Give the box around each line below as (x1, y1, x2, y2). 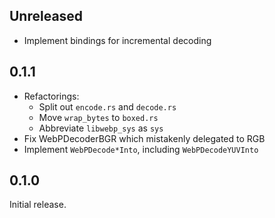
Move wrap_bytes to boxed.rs (38, 111, 159, 123)
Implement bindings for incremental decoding (23, 34, 212, 46)
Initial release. (9, 199, 67, 211)
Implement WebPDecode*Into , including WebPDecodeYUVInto (23, 143, 259, 155)
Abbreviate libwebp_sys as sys (38, 122, 164, 134)
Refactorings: (23, 90, 80, 102)
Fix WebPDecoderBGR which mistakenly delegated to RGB (23, 132, 266, 144)
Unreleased (9, 8, 84, 25)
